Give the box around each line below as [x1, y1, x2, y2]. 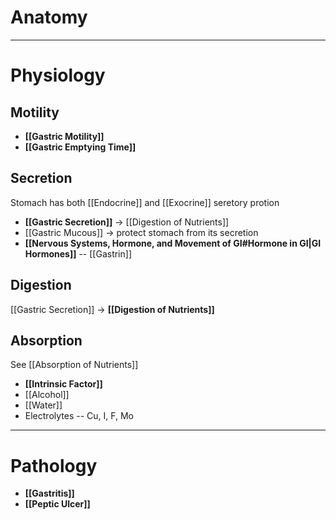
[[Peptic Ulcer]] [24, 498, 91, 510]
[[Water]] [24, 399, 63, 411]
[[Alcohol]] [24, 389, 70, 401]
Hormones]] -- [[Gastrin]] [24, 247, 132, 260]
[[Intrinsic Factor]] [24, 378, 103, 390]
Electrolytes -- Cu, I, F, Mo [24, 410, 134, 422]
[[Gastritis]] [24, 487, 75, 500]
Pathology [10, 454, 98, 477]
